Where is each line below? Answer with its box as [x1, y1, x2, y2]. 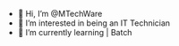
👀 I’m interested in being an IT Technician [17, 18, 171, 28]
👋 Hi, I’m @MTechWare [17, 9, 103, 19]
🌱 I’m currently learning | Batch [17, 27, 132, 37]
